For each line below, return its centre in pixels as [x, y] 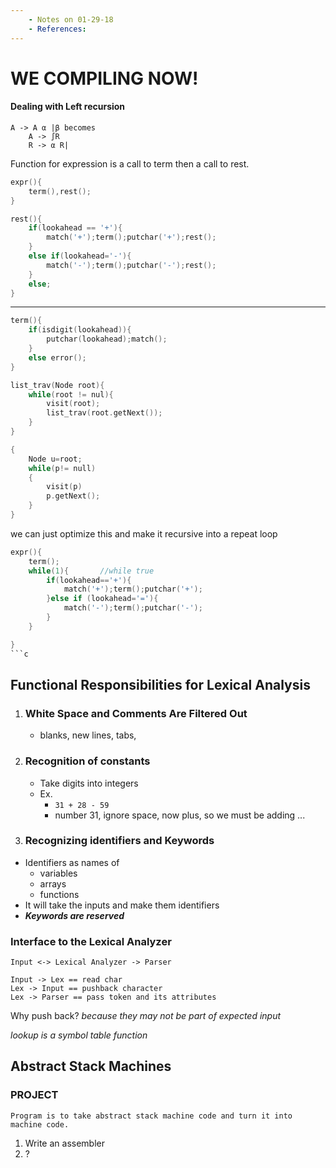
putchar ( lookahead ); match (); [107, 339]
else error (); [57, 357]
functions [59, 894]
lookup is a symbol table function [79, 1035]
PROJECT [34, 1095]
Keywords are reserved [74, 915]
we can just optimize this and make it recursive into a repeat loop [144, 533]
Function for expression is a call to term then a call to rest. [130, 163]
